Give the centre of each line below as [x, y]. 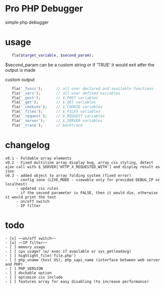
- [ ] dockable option [28, 273]
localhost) [16, 184]
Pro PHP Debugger [44, 9]
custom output [20, 79]
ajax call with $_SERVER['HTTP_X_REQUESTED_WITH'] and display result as [83, 167]
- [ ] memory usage [25, 247]
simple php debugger [27, 22]
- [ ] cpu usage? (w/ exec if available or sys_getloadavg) [68, 251]
